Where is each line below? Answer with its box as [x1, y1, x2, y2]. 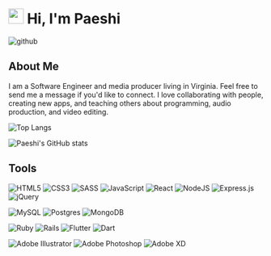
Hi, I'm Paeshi [27, 10, 121, 28]
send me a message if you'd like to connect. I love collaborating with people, [8, 90, 264, 99]
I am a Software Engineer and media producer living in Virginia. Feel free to [8, 81, 259, 90]
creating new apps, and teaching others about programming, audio [8, 98, 232, 108]
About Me [8, 60, 59, 73]
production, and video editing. [8, 107, 109, 116]
